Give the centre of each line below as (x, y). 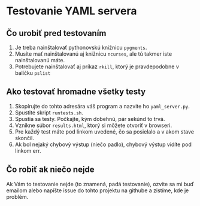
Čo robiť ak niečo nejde (50, 170)
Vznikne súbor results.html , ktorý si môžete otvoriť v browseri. (93, 125)
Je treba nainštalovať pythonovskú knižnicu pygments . (81, 47)
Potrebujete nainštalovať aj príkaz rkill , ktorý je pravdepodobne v (97, 66)
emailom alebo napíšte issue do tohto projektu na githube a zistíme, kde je (98, 190)
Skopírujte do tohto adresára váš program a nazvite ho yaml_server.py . (102, 106)
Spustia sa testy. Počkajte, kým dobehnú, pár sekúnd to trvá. (90, 119)
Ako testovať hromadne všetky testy (76, 92)
